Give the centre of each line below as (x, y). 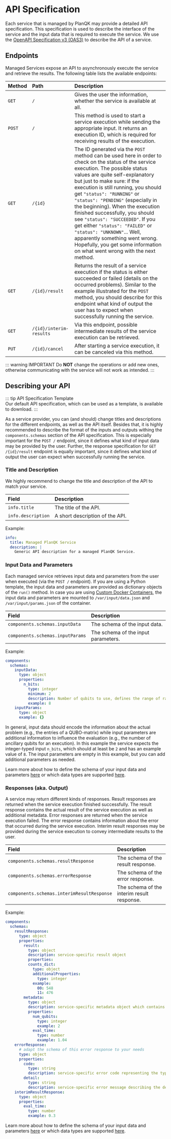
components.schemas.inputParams (47, 635)
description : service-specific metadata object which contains (96, 1007)
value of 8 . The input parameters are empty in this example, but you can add (85, 754)
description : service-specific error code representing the (93, 1073)
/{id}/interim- (50, 328)
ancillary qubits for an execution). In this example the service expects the (82, 743)
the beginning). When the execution (117, 206)
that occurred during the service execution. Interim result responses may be (85, 826)
